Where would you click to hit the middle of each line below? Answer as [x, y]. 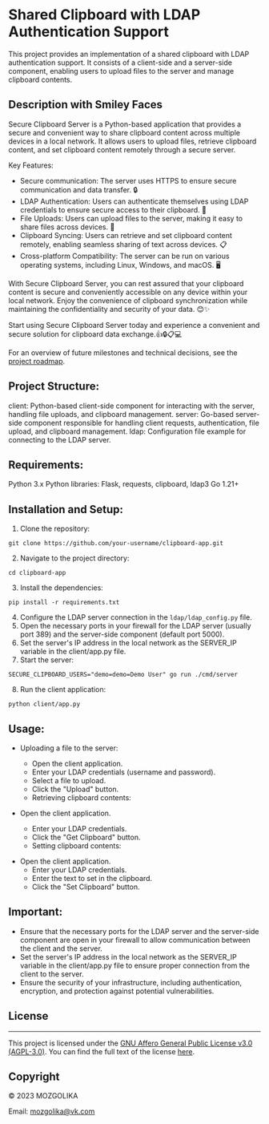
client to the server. [52, 974]
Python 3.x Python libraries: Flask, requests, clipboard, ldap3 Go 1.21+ [124, 484]
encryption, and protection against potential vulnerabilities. [117, 991]
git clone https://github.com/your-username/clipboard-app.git [116, 544]
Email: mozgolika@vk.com [52, 1111]
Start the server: [47, 660]
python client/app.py [44, 704]
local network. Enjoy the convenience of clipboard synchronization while [128, 300]
